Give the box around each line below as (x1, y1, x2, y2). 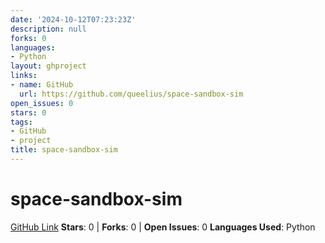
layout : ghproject (10, 61, 87, 71)
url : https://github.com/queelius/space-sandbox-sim (19, 89, 244, 99)
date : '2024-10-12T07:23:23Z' (10, 14, 137, 25)
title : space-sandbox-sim (10, 145, 118, 155)
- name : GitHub (10, 80, 74, 90)
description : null (10, 24, 87, 34)
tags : (10, 117, 33, 127)
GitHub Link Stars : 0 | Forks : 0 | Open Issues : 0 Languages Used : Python (10, 221, 316, 233)
